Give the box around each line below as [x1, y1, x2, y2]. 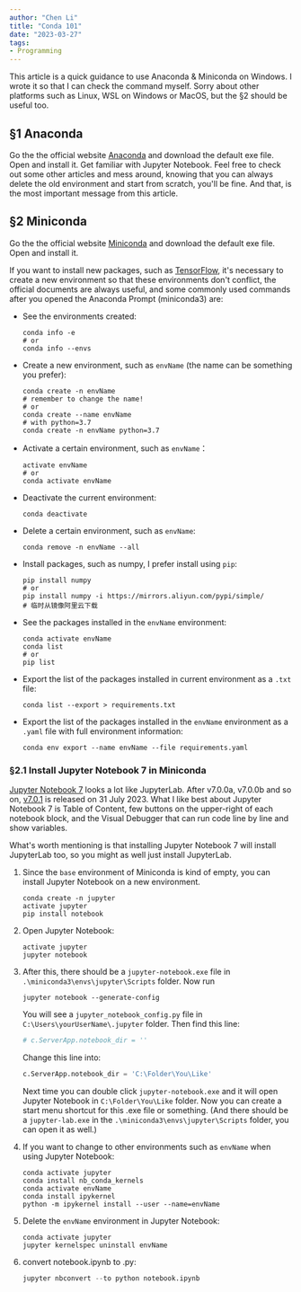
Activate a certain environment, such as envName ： [22, 442, 208, 454]
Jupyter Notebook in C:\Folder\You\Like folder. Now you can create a [22, 1095, 282, 1106]
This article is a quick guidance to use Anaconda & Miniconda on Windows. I [9, 71, 292, 82]
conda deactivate [22, 509, 88, 518]
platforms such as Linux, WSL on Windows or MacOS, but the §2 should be [9, 91, 288, 102]
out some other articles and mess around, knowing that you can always [9, 168, 274, 180]
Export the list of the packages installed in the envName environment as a [22, 716, 289, 727]
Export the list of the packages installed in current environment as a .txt [22, 673, 292, 684]
